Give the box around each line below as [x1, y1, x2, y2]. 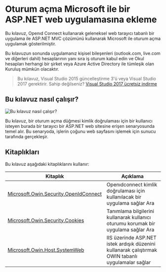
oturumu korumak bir [106, 220, 156, 227]
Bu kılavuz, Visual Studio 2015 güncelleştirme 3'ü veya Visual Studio [17, 76, 157, 81]
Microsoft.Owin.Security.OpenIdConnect [7, 190, 102, 197]
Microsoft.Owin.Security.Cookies [7, 217, 84, 224]
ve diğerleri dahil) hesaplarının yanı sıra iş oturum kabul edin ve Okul [5, 55, 144, 61]
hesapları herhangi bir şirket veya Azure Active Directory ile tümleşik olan [5, 61, 154, 67]
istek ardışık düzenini [106, 240, 156, 247]
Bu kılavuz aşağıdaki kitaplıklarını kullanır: [5, 161, 89, 167]
